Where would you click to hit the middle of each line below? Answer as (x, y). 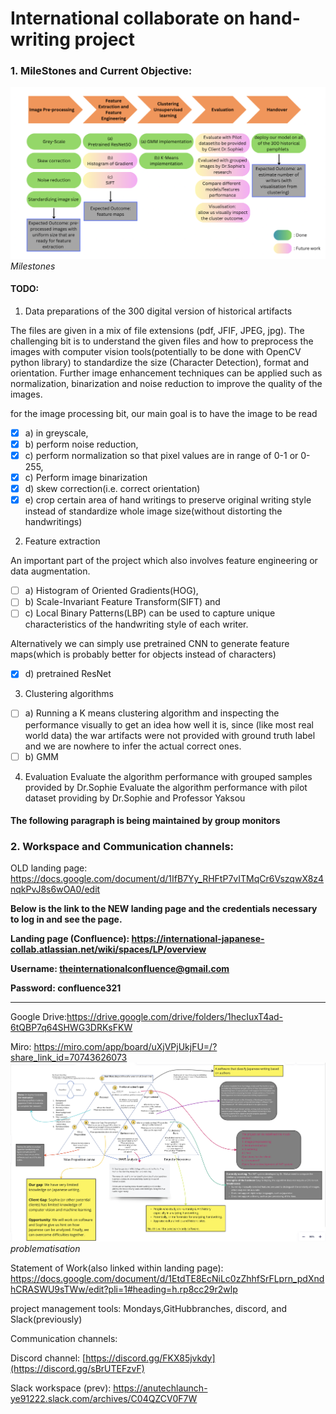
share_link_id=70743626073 (69, 1058)
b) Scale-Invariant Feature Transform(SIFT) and (122, 602)
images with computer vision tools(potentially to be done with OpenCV (156, 351)
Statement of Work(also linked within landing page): (117, 1268)
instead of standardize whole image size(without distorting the (153, 511)
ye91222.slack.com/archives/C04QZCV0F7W (104, 1398)
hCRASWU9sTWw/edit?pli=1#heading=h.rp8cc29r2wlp (124, 1289)
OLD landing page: (49, 868)
